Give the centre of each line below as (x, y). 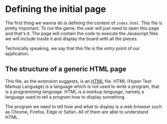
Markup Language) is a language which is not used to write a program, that (82, 86)
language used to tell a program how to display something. (65, 97)
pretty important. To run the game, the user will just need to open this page (82, 28)
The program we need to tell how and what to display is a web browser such (83, 106)
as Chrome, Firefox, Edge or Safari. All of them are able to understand (77, 112)
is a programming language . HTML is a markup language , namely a (75, 92)
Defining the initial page (56, 9)
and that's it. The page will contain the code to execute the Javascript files (82, 33)
